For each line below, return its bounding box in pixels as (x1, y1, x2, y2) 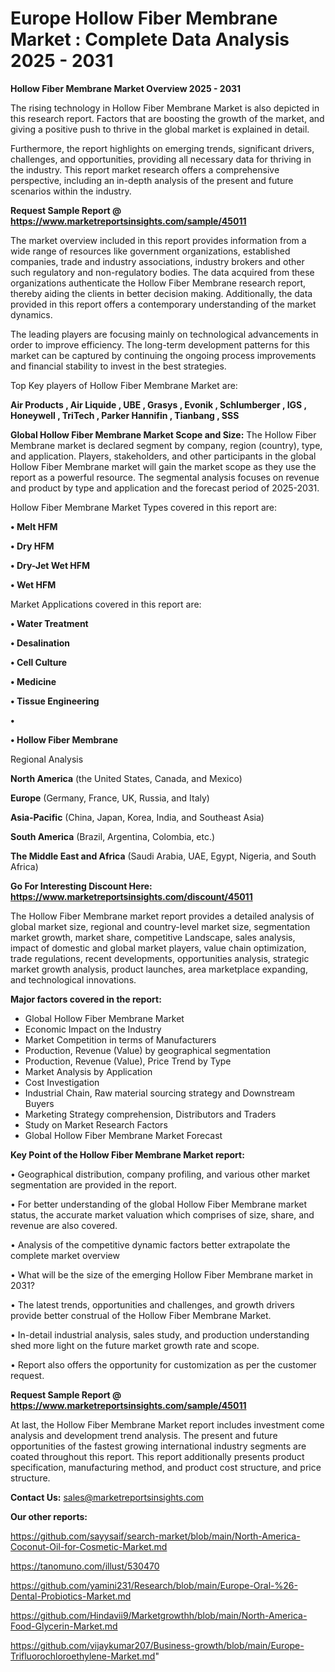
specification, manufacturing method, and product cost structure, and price (10, 1461, 322, 1473)
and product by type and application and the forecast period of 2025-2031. (10, 482, 320, 494)
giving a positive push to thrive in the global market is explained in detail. (10, 123, 310, 135)
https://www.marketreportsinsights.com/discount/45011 (10, 890, 253, 902)
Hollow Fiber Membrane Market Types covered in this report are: (10, 501, 278, 513)
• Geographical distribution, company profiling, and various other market (10, 1168, 311, 1180)
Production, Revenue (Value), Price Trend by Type (24, 1055, 232, 1067)
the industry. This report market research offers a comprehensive (10, 163, 280, 176)
